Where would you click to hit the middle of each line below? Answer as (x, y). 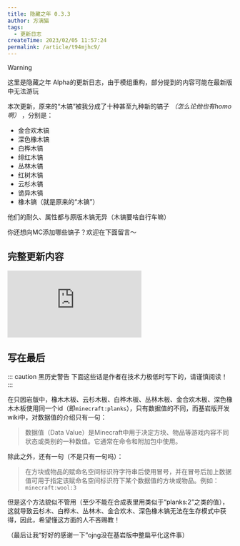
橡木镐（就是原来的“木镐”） (58, 202)
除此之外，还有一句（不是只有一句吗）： (65, 456)
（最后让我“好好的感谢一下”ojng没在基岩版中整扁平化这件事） (98, 535)
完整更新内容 (36, 257)
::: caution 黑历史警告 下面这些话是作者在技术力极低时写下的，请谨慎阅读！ (117, 376)
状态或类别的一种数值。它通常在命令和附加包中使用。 (103, 441)
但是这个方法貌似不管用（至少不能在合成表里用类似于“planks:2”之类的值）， (118, 502)
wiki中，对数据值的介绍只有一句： (57, 417)
